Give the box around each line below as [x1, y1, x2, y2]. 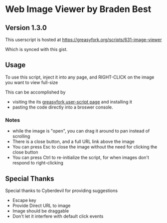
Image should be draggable [12, 207, 69, 213]
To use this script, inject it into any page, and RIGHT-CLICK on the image [5, 74, 155, 80]
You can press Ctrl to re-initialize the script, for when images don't [12, 154, 150, 160]
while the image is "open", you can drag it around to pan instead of [12, 128, 150, 134]
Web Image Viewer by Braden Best [5, 3, 152, 15]
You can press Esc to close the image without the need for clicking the [12, 144, 158, 150]
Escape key [12, 197, 36, 203]
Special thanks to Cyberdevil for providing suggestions [5, 187, 118, 193]
